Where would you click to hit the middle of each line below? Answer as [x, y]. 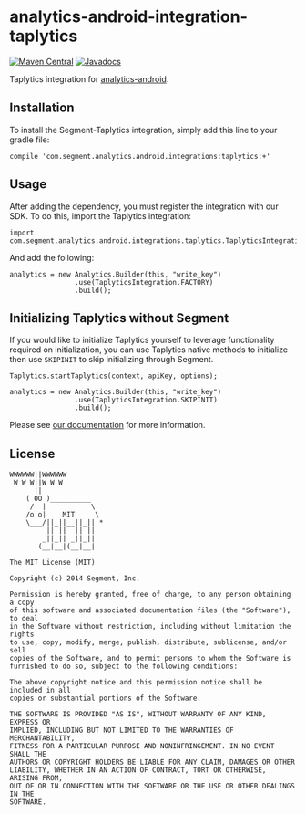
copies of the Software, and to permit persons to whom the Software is [150, 659]
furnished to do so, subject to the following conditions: [124, 667]
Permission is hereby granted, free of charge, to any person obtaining [150, 595]
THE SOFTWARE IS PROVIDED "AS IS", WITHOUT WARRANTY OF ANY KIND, [138, 715]
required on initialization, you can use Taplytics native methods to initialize [149, 350]
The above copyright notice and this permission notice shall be [136, 683]
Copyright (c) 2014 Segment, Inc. [75, 579]
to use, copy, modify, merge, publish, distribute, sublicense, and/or [148, 642]
